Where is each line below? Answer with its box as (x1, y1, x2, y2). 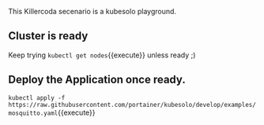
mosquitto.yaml (8, 109, 58, 117)
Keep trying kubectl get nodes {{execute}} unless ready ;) (8, 50, 196, 60)
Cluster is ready (8, 29, 89, 42)
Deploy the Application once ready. (8, 73, 186, 86)
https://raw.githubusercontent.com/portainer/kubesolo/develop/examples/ (8, 101, 257, 108)
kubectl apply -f (8, 94, 66, 101)
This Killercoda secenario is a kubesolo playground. (8, 7, 176, 16)
